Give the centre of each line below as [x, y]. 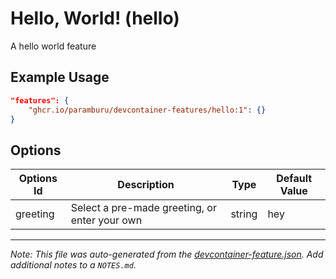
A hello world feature [53, 46]
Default [294, 179]
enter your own [106, 220]
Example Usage [60, 77]
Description [146, 185]
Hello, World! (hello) [95, 18]
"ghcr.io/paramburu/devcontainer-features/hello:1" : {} [147, 110]
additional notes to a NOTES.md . [73, 265]
